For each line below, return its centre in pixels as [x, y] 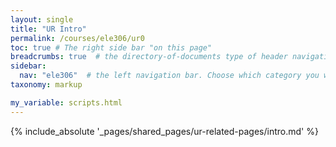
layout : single [42, 19]
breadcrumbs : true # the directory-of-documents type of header [149, 57]
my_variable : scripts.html [66, 102]
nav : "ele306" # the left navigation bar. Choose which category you [169, 76]
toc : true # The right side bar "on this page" [111, 47]
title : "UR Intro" [48, 29]
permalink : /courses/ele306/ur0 [77, 38]
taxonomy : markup [46, 85]
